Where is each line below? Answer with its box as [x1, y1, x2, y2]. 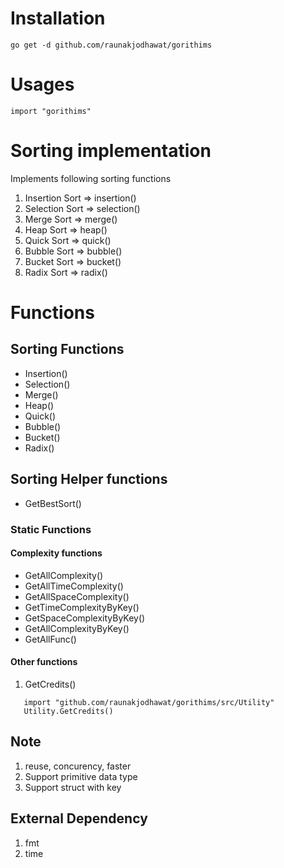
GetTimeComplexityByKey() [24, 601, 140, 613]
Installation [10, 7, 106, 30]
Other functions [10, 656, 78, 668]
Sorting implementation [10, 140, 212, 162]
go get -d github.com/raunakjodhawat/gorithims [10, 40, 213, 50]
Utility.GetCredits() [23, 706, 114, 716]
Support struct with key [24, 781, 122, 793]
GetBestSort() [24, 497, 82, 509]
